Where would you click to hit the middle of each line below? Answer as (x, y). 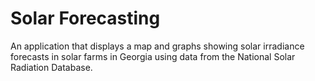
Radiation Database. (51, 67)
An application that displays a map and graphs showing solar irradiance (157, 46)
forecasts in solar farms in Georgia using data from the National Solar (153, 56)
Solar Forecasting (85, 18)
